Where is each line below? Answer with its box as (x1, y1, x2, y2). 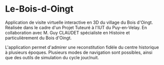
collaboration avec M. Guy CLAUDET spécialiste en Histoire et (5, 30, 130, 35)
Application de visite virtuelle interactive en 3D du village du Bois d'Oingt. (5, 19, 153, 25)
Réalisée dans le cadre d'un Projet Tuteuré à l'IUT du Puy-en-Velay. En (5, 24, 147, 30)
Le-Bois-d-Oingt (5, 3, 73, 15)
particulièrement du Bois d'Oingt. (5, 35, 72, 41)
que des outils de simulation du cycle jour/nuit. (5, 54, 99, 60)
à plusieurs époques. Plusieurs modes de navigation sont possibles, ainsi (5, 49, 153, 55)
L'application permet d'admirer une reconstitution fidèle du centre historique (5, 44, 159, 50)
